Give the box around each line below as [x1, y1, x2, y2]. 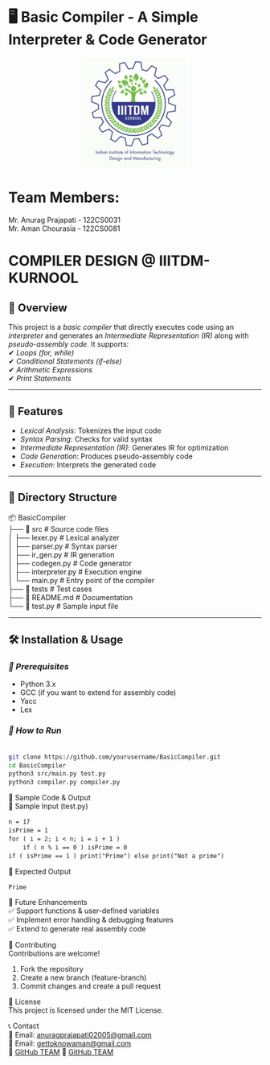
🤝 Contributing [8, 940, 57, 950]
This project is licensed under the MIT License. [8, 1005, 164, 1015]
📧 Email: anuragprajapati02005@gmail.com [8, 1030, 153, 1040]
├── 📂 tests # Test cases [8, 584, 92, 594]
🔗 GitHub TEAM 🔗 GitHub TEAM [8, 1047, 114, 1057]
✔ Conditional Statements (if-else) [8, 356, 122, 366]
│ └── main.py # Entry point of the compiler [8, 575, 155, 585]
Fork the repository [19, 964, 84, 974]
